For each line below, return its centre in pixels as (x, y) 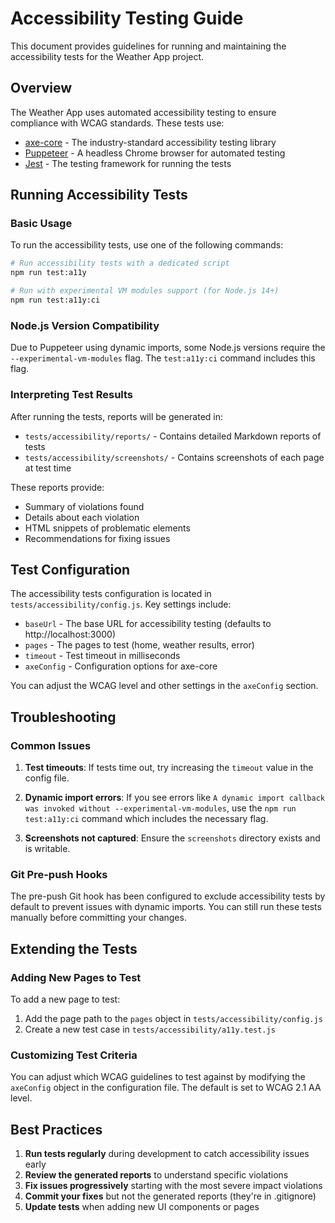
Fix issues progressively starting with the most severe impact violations (173, 1186)
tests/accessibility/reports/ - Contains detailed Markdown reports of (173, 436)
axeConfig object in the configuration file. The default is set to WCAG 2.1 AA (166, 1088)
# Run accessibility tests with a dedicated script (120, 263)
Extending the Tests (74, 948)
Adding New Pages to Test (76, 977)
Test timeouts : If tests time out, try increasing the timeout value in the (169, 768)
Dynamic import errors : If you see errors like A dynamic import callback (174, 798)
